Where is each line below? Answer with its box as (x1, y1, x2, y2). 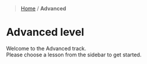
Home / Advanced (20, 5, 66, 12)
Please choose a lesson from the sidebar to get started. (6, 51, 142, 58)
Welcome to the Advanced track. (6, 45, 87, 52)
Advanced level (6, 26, 85, 39)
